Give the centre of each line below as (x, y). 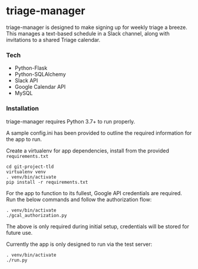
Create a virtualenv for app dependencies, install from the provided (88, 150)
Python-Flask (31, 68)
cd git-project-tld (30, 167)
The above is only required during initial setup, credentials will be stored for (98, 226)
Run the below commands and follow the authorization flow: (79, 199)
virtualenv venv (26, 172)
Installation (23, 109)
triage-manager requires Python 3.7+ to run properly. (71, 121)
